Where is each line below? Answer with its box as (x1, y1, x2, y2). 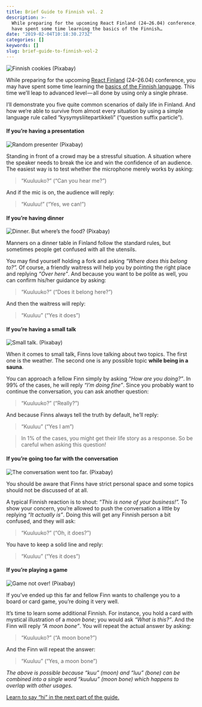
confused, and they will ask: (6, 517, 76, 525)
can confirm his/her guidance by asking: (6, 277, 106, 284)
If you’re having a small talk (6, 325, 76, 332)
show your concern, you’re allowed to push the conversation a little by (6, 504, 180, 512)
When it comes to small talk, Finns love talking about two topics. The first (6, 350, 188, 358)
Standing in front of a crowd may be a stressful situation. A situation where (6, 152, 191, 160)
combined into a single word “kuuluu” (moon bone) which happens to (6, 675, 179, 682)
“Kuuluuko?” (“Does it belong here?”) (20, 288, 113, 296)
